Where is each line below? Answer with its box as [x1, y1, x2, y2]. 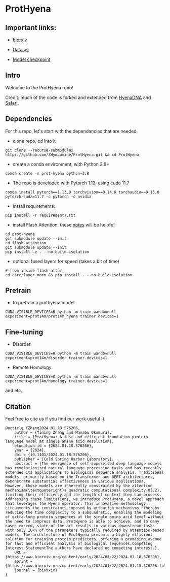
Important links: [5, 23, 57, 32]
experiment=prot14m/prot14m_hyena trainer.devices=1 [5, 314, 119, 319]
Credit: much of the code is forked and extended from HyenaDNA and [5, 94, 151, 101]
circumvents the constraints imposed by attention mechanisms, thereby [5, 506, 159, 511]
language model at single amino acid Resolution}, [5, 439, 114, 444]
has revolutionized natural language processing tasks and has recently [5, 466, 162, 471]
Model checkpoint [12, 56, 51, 62]
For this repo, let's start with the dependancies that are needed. [5, 128, 138, 134]
